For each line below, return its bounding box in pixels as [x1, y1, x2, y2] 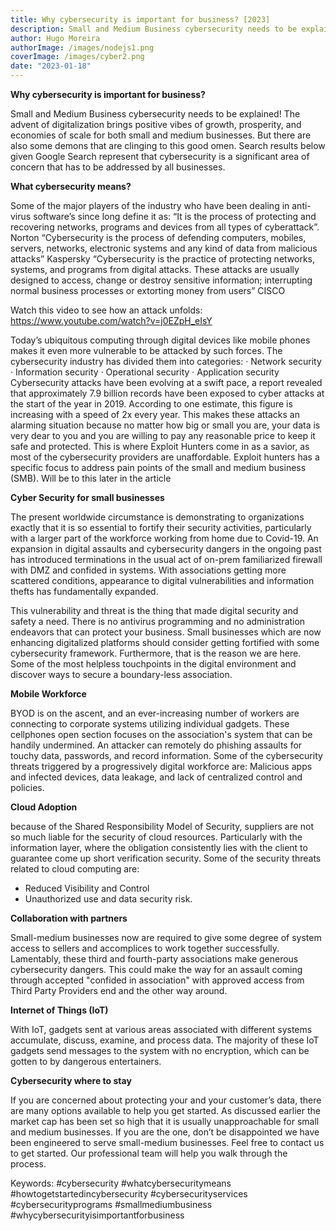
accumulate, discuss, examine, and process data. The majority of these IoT [10, 1034, 320, 1046]
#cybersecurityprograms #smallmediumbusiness [10, 1199, 213, 1210]
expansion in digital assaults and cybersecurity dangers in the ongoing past [10, 543, 322, 555]
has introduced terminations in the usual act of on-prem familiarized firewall [10, 554, 323, 565]
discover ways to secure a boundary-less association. [10, 669, 233, 680]
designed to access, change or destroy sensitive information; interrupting [10, 274, 313, 286]
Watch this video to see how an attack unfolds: [10, 304, 203, 316]
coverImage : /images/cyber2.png [10, 52, 145, 62]
